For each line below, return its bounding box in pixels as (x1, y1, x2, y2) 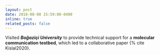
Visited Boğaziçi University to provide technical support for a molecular (5, 35, 155, 41)
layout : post (5, 7, 32, 12)
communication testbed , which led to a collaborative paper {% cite (5, 40, 144, 46)
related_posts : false (5, 21, 50, 26)
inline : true (5, 16, 32, 21)
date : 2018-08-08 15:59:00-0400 (5, 12, 72, 17)
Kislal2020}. (5, 45, 30, 51)
